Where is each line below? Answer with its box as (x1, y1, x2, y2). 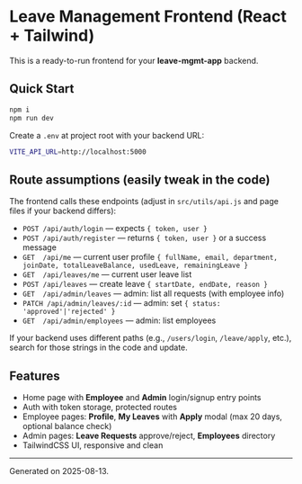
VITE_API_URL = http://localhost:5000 (9, 147, 147, 157)
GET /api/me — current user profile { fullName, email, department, (22, 252, 279, 263)
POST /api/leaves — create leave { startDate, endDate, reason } (22, 279, 268, 290)
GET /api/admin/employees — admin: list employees (22, 315, 217, 326)
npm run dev (9, 113, 54, 122)
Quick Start (9, 81, 75, 96)
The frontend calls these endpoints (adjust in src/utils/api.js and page (9, 196, 279, 207)
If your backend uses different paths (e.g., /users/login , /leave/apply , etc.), (9, 333, 292, 344)
